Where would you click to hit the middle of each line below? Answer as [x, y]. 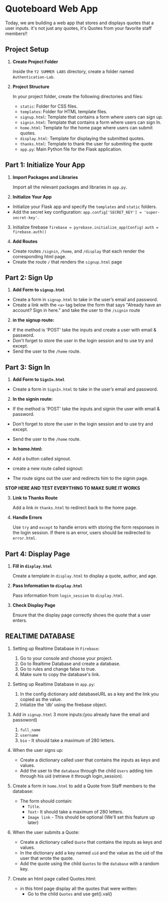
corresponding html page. [39, 256]
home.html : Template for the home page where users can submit [86, 127]
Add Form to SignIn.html [38, 379]
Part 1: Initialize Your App [45, 165]
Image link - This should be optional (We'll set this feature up [91, 817]
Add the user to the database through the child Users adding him [86, 771]
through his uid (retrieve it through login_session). [71, 776]
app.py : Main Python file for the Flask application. [71, 149]
